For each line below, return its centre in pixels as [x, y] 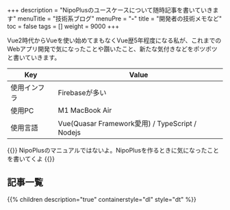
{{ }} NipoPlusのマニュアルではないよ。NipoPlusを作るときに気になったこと [113, 150]
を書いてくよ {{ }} [31, 159]
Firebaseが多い [82, 93]
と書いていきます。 [34, 57]
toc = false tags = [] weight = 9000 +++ [63, 26]
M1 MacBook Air [85, 110]
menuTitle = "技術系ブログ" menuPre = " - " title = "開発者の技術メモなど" [120, 18]
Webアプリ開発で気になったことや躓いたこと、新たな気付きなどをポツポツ [112, 49]
